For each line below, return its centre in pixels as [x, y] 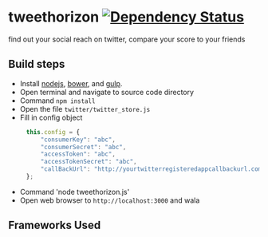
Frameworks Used [55, 225]
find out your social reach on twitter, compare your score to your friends [127, 39]
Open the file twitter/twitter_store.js [85, 109]
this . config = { [53, 132]
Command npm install [57, 101]
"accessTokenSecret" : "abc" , [89, 162]
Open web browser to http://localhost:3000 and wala [110, 200]
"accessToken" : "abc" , [78, 154]
